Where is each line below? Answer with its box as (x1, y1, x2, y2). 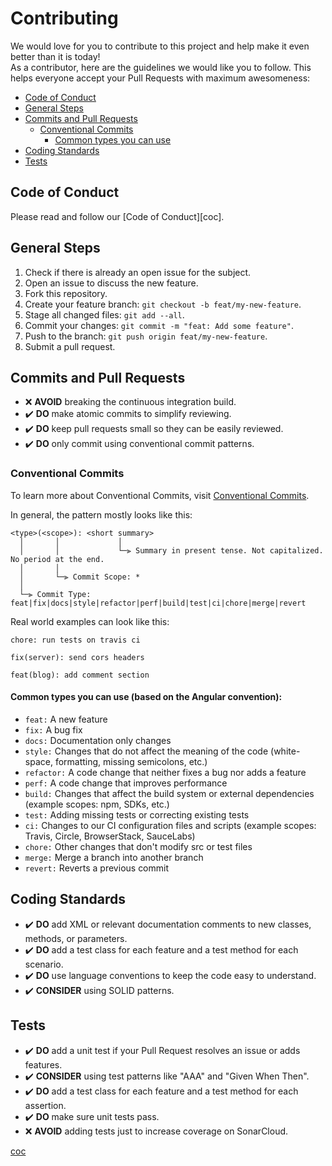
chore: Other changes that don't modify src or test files (24, 840, 253, 852)
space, (24, 755, 53, 767)
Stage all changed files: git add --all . (24, 308, 185, 321)
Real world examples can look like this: (10, 615, 170, 627)
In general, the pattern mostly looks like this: (10, 508, 193, 521)
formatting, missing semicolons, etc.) (54, 755, 208, 767)
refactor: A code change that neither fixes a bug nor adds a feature (24, 766, 307, 778)
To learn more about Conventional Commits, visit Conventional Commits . (10, 489, 310, 501)
